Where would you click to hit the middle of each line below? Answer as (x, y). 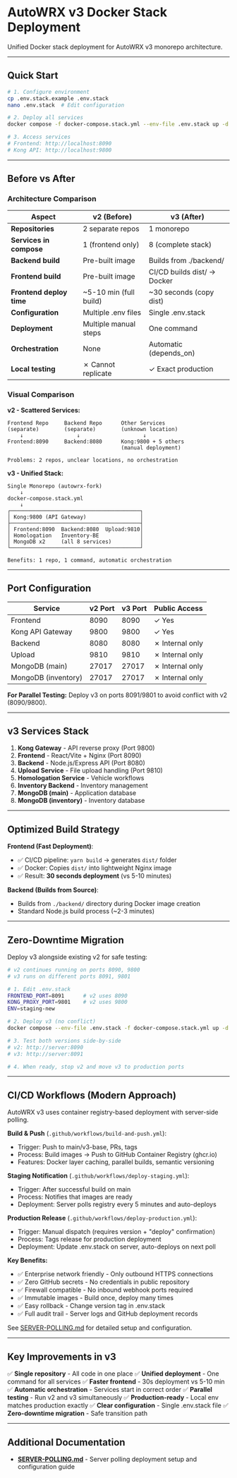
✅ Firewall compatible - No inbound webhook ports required (105, 1290)
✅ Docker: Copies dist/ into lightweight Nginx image (95, 868)
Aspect (43, 217)
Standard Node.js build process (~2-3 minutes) (86, 911)
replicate (97, 373)
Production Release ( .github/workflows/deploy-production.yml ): (102, 1218)
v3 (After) (187, 217)
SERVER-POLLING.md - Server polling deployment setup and (107, 1459)
